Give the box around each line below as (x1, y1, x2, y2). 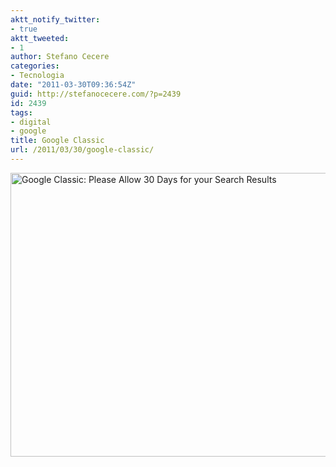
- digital (10, 117, 52, 127)
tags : (10, 107, 33, 118)
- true (10, 24, 38, 34)
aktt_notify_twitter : (10, 14, 101, 25)
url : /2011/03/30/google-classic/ (10, 145, 155, 155)
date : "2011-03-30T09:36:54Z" (10, 80, 137, 90)
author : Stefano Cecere (10, 52, 110, 62)
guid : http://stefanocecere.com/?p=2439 (10, 89, 182, 99)
